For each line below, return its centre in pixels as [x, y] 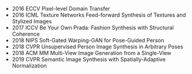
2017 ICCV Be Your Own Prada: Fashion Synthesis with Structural [93, 27]
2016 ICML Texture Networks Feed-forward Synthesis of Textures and [99, 15]
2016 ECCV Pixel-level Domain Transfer [61, 9]
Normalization [29, 66]
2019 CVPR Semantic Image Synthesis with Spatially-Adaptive [89, 59]
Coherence [26, 34]
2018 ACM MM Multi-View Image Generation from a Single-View [91, 53]
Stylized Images [32, 21]
